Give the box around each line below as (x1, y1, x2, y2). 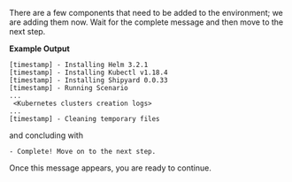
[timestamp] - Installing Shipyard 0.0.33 (9, 76, 168, 85)
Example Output (9, 43, 71, 54)
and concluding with (9, 130, 84, 140)
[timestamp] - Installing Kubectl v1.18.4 (9, 68, 168, 77)
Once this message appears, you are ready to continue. (9, 163, 212, 173)
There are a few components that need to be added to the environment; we (9, 8, 283, 18)
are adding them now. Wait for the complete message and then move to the (9, 17, 284, 27)
